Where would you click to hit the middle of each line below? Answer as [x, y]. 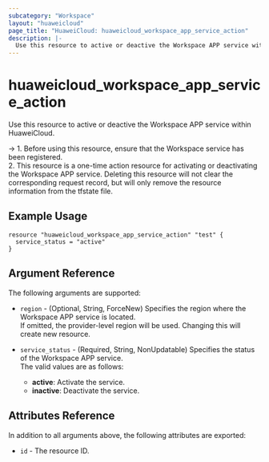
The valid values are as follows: [72, 367]
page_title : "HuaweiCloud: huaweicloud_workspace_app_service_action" [128, 30]
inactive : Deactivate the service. [86, 391]
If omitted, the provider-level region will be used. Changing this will [130, 325]
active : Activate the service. [78, 382]
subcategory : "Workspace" [51, 16]
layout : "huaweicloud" [46, 23]
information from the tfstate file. [61, 191]
